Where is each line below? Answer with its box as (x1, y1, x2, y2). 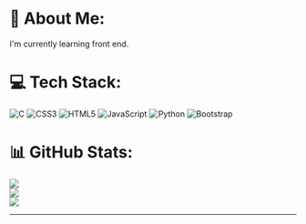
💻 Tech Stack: (9, 72, 122, 93)
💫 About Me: (9, 8, 106, 29)
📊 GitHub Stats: (9, 142, 134, 163)
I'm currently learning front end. (9, 38, 129, 49)
